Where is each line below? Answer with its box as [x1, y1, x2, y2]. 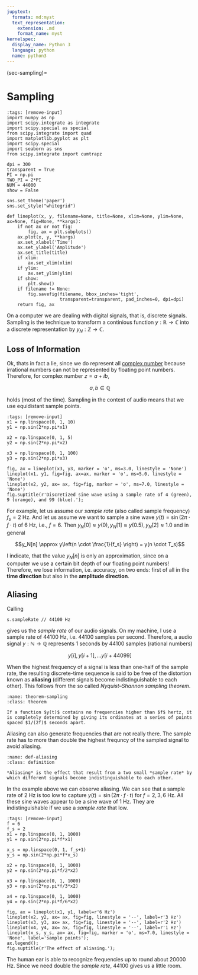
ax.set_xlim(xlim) [28, 260, 73, 266]
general [7, 529, 25, 536]
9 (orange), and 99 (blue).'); [7, 497, 84, 503]
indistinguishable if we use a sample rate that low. [7, 804, 129, 811]
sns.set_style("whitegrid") [7, 203, 76, 209]
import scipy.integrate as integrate [7, 120, 100, 126]
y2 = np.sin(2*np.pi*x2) [7, 440, 68, 446]
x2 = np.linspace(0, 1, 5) [7, 435, 73, 441]
